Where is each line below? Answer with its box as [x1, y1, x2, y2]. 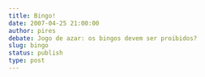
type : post [8, 57, 45, 65]
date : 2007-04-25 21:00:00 [8, 19, 100, 27]
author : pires [8, 26, 57, 34]
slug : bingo [8, 42, 49, 50]
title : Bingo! [8, 11, 57, 20]
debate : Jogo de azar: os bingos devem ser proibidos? [8, 34, 198, 43]
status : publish [8, 49, 63, 57]
